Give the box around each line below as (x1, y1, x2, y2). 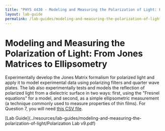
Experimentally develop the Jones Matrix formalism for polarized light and (5, 75, 155, 80)
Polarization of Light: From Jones (5, 48, 143, 59)
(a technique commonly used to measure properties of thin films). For (5, 101, 146, 106)
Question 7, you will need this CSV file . (5, 106, 83, 112)
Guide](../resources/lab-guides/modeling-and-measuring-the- (15, 115, 142, 121)
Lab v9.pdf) (72, 121, 96, 127)
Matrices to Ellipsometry (5, 58, 108, 69)
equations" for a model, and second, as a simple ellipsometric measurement (5, 95, 159, 101)
